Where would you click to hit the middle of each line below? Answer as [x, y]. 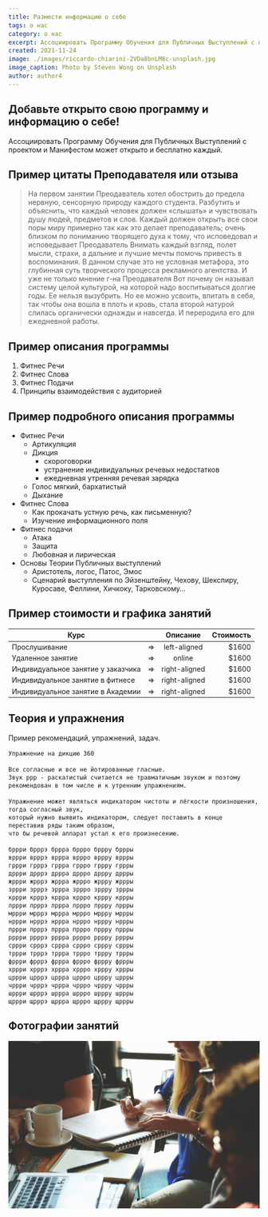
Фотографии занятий [64, 1026]
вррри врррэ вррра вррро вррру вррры [71, 857]
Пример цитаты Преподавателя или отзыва [124, 175]
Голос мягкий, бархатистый [79, 487]
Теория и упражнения [67, 718]
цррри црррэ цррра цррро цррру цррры [71, 977]
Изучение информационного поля [90, 521]
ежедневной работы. [63, 321]
